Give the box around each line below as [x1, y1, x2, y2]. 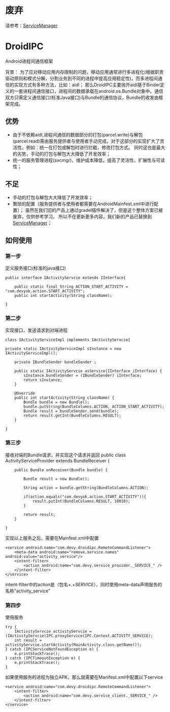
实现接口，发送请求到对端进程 [5, 327, 67, 334]
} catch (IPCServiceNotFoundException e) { [5, 647, 99, 652]
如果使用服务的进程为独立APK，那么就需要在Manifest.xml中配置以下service [5, 674, 163, 680]
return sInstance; [23, 377, 62, 382]
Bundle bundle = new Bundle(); [23, 400, 90, 405]
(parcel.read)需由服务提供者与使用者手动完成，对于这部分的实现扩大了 [12, 138, 160, 144]
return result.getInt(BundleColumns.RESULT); [23, 413, 122, 418]
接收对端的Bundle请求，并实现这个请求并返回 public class [5, 452, 126, 458]
